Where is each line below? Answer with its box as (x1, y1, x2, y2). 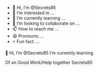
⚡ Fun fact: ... (12, 38, 40, 44)
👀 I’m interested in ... (12, 10, 55, 16)
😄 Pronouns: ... (12, 33, 45, 39)
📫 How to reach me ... (12, 26, 59, 32)
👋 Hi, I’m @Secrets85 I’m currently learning (5, 50, 94, 56)
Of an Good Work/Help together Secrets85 (5, 60, 93, 65)
